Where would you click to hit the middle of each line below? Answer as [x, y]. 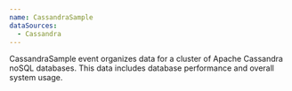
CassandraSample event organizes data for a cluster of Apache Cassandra [146, 59]
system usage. [36, 78]
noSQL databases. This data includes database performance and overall [142, 68]
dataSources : [33, 26]
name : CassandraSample [51, 17]
